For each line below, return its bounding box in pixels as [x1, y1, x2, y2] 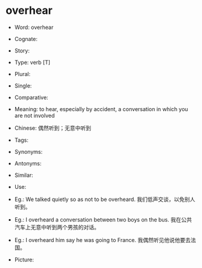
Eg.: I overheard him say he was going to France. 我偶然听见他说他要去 [14, 236, 191, 243]
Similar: [14, 171, 34, 179]
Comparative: [14, 94, 49, 101]
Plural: [14, 70, 31, 77]
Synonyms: [14, 148, 43, 155]
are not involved [14, 112, 55, 119]
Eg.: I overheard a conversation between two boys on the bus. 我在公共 [14, 215, 192, 223]
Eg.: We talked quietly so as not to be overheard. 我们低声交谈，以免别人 [14, 196, 196, 203]
